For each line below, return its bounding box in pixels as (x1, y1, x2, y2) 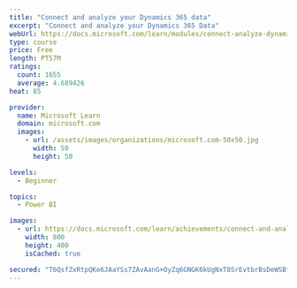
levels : (9, 168, 38, 177)
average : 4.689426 (17, 79, 86, 87)
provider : (9, 102, 46, 111)
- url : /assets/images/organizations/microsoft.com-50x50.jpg (25, 136, 259, 145)
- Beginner (17, 176, 57, 186)
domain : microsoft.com (17, 119, 101, 128)
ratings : (9, 63, 42, 72)
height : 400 (25, 240, 69, 250)
